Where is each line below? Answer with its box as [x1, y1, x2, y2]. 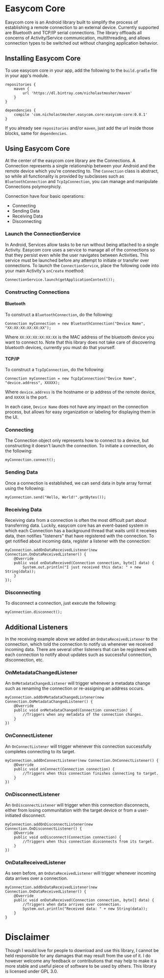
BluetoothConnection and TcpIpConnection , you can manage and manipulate [5, 178, 158, 184]
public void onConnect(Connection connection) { [14, 766, 115, 771]
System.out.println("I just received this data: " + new [23, 565, 141, 570]
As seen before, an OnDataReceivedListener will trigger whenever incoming [5, 870, 156, 876]
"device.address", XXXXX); [5, 380, 60, 385]
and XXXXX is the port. [5, 394, 48, 400]
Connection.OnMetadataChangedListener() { [5, 699, 93, 705]
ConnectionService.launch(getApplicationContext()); [5, 277, 115, 282]
